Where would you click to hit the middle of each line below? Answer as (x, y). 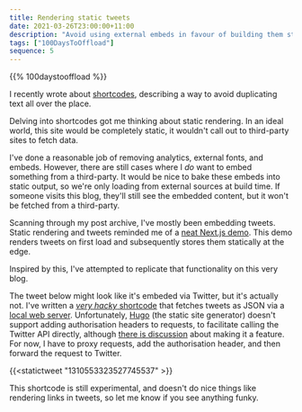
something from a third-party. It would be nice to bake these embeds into (145, 177)
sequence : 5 (31, 51)
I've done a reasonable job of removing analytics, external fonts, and (136, 157)
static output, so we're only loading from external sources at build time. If (145, 186)
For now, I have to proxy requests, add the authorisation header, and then (145, 344)
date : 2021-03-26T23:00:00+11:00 (72, 26)
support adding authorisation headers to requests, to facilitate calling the (144, 325)
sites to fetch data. (44, 140)
